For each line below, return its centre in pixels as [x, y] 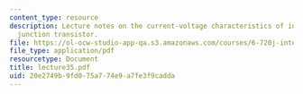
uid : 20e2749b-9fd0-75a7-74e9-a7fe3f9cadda [92, 76]
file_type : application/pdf [62, 51]
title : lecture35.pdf [50, 68]
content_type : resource [54, 17]
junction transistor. [58, 34]
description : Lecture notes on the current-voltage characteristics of [147, 26]
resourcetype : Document [54, 59]
